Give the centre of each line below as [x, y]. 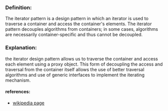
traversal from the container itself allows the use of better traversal [75, 69]
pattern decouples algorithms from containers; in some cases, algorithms [82, 29]
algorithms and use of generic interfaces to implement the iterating [75, 75]
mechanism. [18, 80]
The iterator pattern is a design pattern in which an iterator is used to [77, 19]
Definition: [18, 8]
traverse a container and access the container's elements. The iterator [79, 24]
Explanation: [21, 48]
